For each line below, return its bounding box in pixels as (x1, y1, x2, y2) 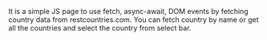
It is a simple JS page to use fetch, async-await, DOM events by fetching (8, 7, 249, 16)
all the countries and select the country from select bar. (8, 24, 192, 32)
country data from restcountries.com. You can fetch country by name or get (8, 15, 259, 24)
